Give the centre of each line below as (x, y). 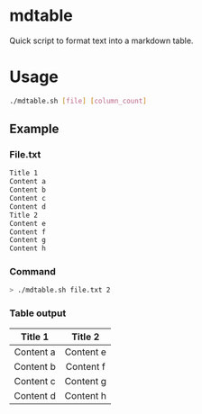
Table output (38, 313)
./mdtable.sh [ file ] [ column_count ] (78, 101)
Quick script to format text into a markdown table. (101, 40)
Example (34, 129)
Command (32, 272)
